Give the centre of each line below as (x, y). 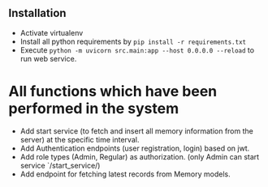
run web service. (48, 58)
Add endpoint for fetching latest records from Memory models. (125, 174)
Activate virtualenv (52, 32)
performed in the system (94, 108)
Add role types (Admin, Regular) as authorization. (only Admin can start (140, 156)
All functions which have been (113, 91)
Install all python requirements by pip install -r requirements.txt (133, 41)
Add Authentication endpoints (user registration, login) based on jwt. (135, 148)
